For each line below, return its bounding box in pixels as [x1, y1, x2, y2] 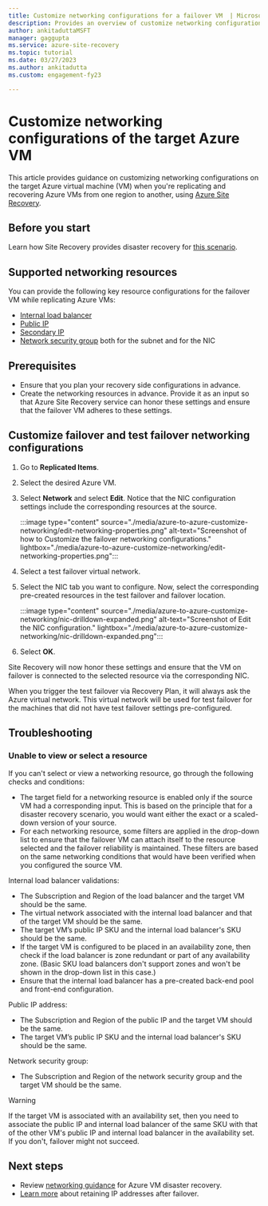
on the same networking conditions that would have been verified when [19, 851, 256, 861]
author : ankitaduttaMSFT [8, 26, 91, 34]
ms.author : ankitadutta [8, 64, 88, 72]
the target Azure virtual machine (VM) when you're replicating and [8, 181, 226, 191]
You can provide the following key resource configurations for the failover [8, 286, 250, 296]
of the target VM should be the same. [19, 916, 143, 926]
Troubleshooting [8, 727, 93, 740]
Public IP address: [8, 999, 68, 1009]
